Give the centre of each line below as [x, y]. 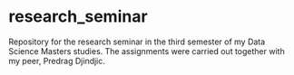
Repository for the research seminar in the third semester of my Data [137, 42]
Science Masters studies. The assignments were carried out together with [147, 51]
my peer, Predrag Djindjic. [57, 61]
